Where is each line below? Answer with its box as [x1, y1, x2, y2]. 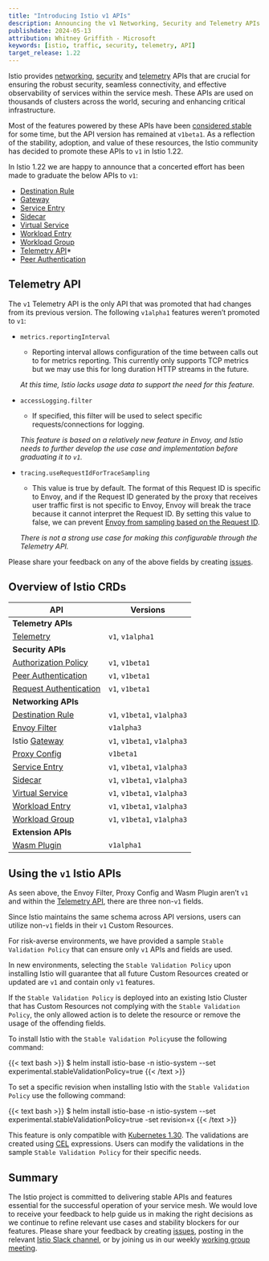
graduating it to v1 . [19, 451, 83, 462]
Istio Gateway [12, 735, 64, 746]
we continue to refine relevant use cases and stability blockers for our [8, 1218, 239, 1227]
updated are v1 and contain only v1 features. [8, 977, 155, 987]
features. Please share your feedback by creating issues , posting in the [8, 1226, 244, 1236]
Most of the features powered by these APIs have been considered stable [8, 121, 252, 130]
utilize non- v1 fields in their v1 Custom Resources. [8, 920, 174, 930]
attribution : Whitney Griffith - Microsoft [8, 34, 157, 43]
